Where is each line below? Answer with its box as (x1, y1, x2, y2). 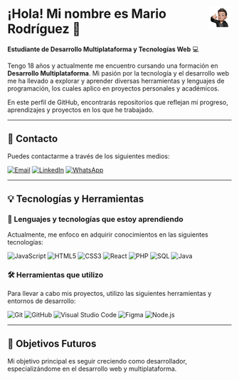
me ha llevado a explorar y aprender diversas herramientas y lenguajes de (7, 76, 225, 85)
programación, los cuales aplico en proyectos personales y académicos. (7, 84, 220, 93)
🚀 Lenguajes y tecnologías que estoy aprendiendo (7, 215, 184, 225)
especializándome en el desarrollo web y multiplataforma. (7, 364, 177, 373)
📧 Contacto (7, 133, 58, 145)
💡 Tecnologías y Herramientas (7, 193, 144, 205)
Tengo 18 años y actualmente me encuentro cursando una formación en (7, 61, 218, 70)
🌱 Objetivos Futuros (7, 338, 97, 350)
